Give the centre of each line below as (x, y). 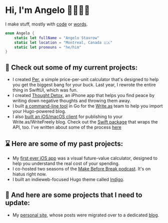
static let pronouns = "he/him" (48, 47)
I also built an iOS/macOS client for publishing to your (67, 116)
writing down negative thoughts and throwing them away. (71, 101)
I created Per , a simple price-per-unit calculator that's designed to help (85, 79)
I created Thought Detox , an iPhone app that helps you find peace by (83, 95)
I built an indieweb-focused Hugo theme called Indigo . (68, 179)
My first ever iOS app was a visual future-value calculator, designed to (85, 158)
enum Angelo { (20, 33)
